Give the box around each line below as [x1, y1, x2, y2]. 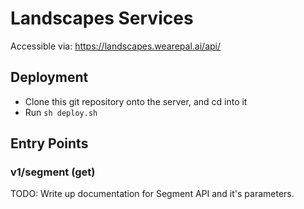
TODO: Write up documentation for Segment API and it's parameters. [10, 188, 295, 200]
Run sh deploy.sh [24, 106, 98, 118]
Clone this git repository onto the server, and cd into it [24, 95, 248, 107]
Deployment [10, 69, 89, 86]
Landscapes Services [10, 7, 194, 30]
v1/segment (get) [10, 165, 96, 179]
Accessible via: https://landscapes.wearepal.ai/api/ [10, 40, 222, 52]
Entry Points [10, 135, 89, 152]
